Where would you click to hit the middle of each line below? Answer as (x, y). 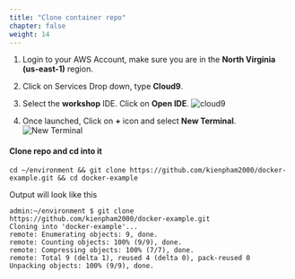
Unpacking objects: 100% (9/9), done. (82, 266)
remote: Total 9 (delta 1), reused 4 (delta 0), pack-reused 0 (130, 258)
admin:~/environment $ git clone (72, 211)
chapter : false (38, 26)
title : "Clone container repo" (68, 17)
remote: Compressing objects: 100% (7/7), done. (102, 250)
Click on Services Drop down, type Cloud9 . (103, 87)
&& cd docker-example (98, 178)
